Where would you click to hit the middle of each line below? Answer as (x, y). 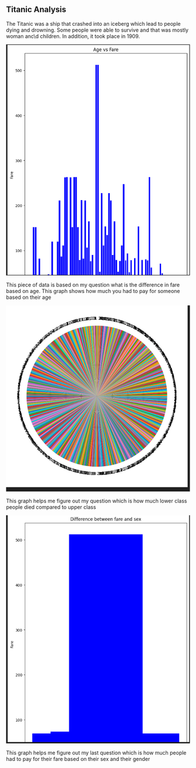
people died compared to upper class (51, 507)
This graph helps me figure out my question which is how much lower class (97, 501)
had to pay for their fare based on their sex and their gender (78, 759)
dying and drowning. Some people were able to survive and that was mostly (97, 30)
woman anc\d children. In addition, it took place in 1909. (73, 36)
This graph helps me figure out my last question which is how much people (96, 752)
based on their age (29, 297)
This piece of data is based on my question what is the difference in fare (93, 285)
